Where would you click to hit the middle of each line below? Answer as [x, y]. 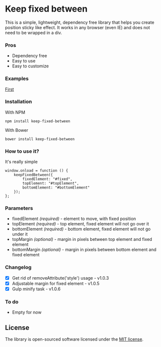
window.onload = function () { [37, 171]
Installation [19, 102]
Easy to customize [30, 66]
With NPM [15, 112]
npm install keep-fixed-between [38, 121]
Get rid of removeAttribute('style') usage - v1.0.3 [60, 278]
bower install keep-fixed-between [40, 139]
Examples [17, 79]
